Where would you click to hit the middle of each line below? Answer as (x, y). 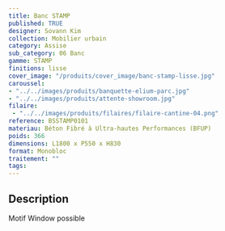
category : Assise (38, 46)
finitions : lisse (38, 69)
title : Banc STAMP (39, 16)
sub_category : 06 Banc (47, 53)
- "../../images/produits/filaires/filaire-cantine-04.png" (115, 114)
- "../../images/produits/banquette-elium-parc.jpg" (99, 91)
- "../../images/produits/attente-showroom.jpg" (92, 99)
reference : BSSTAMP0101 (49, 121)
